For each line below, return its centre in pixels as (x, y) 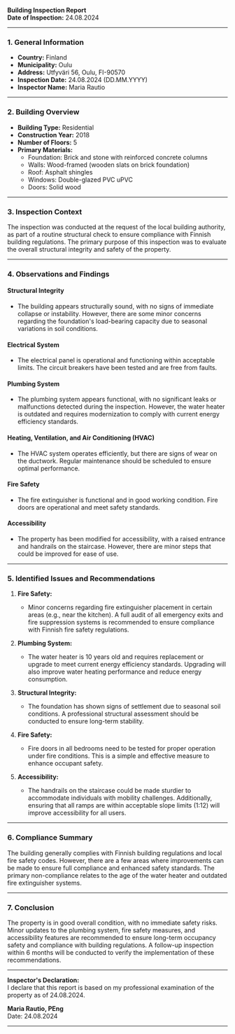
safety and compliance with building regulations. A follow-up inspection (111, 945)
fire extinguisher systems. (44, 883)
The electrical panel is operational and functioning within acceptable (116, 360)
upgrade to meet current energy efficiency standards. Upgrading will (127, 665)
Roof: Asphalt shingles (60, 172)
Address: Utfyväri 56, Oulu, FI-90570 (71, 72)
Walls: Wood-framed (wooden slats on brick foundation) (109, 165)
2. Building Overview (43, 112)
